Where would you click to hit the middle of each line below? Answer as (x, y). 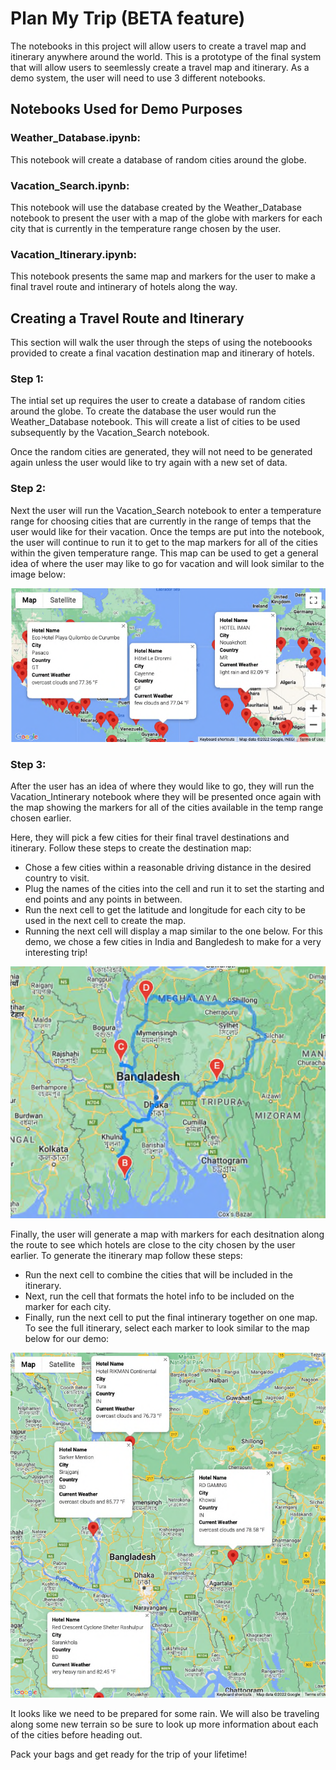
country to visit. (57, 878)
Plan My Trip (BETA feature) (128, 18)
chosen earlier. (41, 818)
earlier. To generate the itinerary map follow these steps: (126, 1256)
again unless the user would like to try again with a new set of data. (149, 463)
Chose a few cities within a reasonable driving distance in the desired (168, 867)
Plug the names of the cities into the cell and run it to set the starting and (174, 888)
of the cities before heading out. (76, 1735)
